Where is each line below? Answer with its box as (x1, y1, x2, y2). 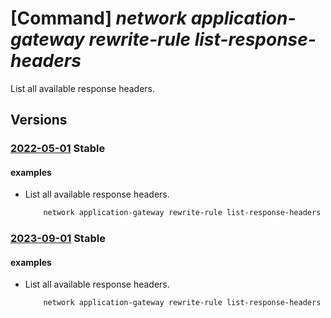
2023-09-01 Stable (10, 232, 106, 246)
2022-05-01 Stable (10, 142, 106, 156)
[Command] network (10, 7, 188, 30)
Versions (10, 112, 68, 129)
